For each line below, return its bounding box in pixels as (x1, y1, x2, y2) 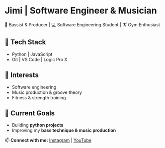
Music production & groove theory (11, 89, 82, 95)
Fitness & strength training (11, 94, 66, 100)
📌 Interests (4, 71, 39, 79)
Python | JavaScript (11, 51, 53, 57)
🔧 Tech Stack (4, 38, 46, 47)
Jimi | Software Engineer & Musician (4, 5, 157, 16)
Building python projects (11, 122, 64, 128)
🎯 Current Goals (4, 109, 55, 117)
